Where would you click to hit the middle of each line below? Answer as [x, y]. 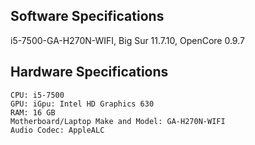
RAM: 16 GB [33, 112]
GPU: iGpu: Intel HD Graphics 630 [82, 104]
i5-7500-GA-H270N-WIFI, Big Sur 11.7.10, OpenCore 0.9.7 [127, 40]
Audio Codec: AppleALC [57, 130]
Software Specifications [87, 16]
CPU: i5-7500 [37, 95]
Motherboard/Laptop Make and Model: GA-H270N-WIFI [118, 121]
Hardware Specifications [89, 72]
